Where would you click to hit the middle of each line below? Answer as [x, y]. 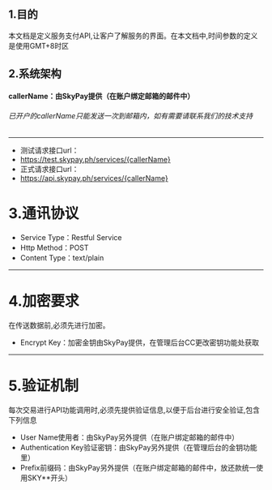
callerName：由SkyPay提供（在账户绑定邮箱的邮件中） [102, 96]
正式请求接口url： [49, 169]
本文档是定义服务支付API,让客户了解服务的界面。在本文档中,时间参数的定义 [133, 36]
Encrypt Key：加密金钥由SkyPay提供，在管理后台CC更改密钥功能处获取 [140, 342]
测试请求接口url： [49, 150]
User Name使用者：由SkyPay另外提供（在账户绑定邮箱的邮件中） [129, 437]
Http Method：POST [54, 247]
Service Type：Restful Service [71, 237]
